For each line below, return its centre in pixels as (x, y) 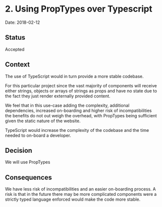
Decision (19, 151)
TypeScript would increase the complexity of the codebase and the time (77, 130)
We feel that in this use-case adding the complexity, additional (67, 105)
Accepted (15, 49)
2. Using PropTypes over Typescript (79, 9)
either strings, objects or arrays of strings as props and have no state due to (81, 91)
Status (15, 38)
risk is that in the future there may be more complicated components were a (81, 194)
